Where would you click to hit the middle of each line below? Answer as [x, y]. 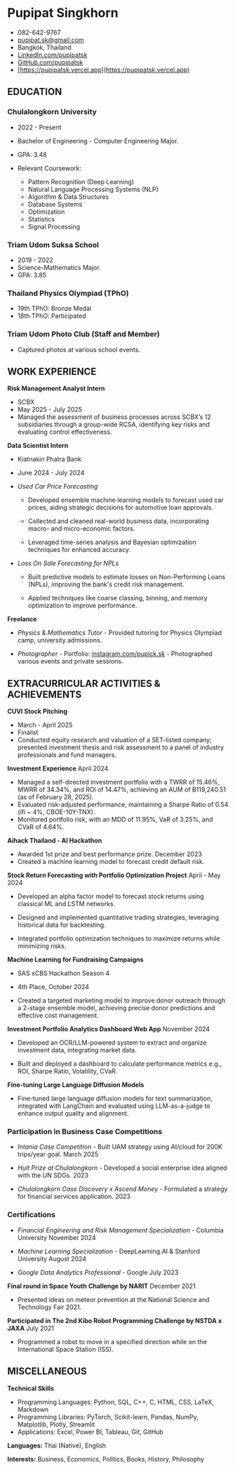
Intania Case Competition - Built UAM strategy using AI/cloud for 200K [120, 1147]
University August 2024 [52, 1258]
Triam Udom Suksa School [53, 245]
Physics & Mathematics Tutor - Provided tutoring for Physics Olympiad [120, 633]
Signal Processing [54, 226]
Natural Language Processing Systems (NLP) [93, 189]
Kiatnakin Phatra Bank [49, 459]
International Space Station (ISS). [65, 1349]
